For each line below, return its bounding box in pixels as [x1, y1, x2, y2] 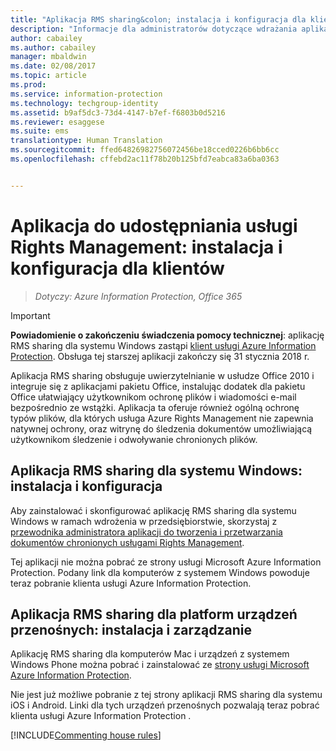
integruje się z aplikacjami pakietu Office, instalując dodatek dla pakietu [10, 380, 306, 392]
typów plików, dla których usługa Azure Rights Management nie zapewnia [10, 412, 314, 424]
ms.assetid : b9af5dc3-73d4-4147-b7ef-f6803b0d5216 [10, 107, 226, 118]
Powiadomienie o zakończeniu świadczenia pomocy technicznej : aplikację [10, 329, 325, 341]
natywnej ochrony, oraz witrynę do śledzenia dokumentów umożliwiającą [10, 422, 313, 435]
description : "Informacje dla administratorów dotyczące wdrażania [10, 24, 298, 34]
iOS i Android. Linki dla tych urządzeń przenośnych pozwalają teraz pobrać [10, 699, 320, 711]
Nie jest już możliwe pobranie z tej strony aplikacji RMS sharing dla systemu [10, 689, 323, 701]
